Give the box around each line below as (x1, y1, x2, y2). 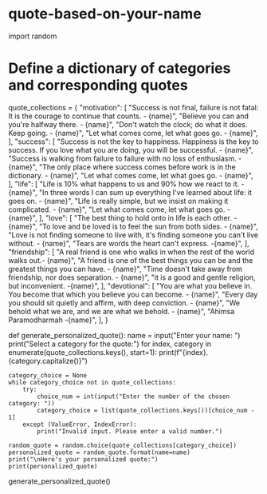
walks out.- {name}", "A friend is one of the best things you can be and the (8, 255, 253, 265)
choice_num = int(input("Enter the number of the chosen (37, 392, 230, 400)
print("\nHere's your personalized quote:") (8, 455, 159, 464)
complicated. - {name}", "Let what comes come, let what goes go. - (8, 205, 231, 214)
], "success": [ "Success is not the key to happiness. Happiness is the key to (8, 137, 259, 146)
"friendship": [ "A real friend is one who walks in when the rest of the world (8, 247, 255, 257)
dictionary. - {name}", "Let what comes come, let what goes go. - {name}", (8, 170, 253, 180)
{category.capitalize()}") (8, 356, 88, 365)
